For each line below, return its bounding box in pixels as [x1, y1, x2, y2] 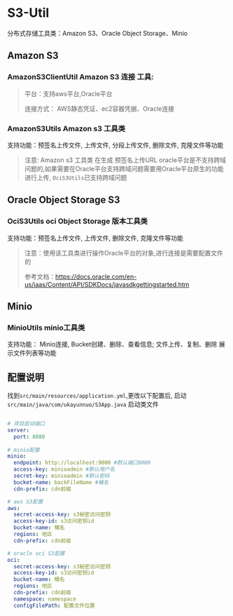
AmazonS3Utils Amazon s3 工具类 [7, 123, 126, 133]
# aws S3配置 [7, 498, 43, 505]
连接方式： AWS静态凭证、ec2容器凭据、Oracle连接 [24, 104, 175, 113]
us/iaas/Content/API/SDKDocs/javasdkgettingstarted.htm [24, 280, 190, 288]
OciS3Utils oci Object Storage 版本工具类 [7, 216, 148, 226]
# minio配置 [7, 446, 40, 453]
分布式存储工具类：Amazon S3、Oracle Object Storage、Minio [7, 29, 188, 37]
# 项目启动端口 [7, 420, 45, 427]
